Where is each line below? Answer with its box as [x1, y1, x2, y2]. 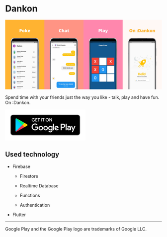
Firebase [12, 163, 31, 169]
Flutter [12, 212, 26, 218]
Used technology [5, 150, 60, 159]
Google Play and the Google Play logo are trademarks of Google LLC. [5, 226, 147, 232]
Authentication [19, 202, 50, 208]
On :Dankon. [5, 99, 31, 105]
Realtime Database [19, 182, 59, 189]
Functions [19, 192, 40, 198]
